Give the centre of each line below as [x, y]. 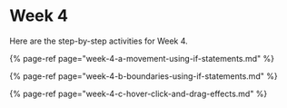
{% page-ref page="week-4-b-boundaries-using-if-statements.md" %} [144, 76]
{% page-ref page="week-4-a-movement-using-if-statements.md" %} [142, 58]
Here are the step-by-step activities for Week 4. [99, 41]
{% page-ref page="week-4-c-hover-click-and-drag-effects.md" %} [139, 93]
